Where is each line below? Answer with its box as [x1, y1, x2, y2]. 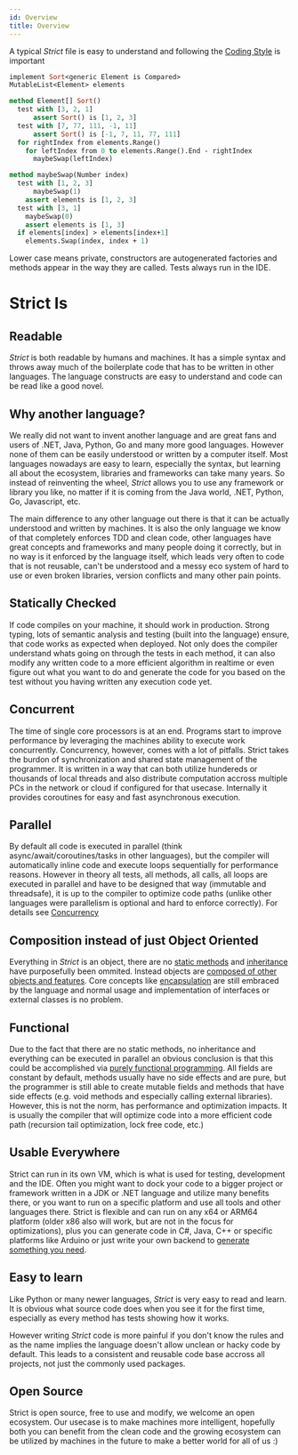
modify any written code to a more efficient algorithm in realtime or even [9, 657, 275, 668]
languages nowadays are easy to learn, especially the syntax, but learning [9, 458, 281, 469]
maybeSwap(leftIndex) [32, 155, 114, 164]
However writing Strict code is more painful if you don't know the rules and [9, 1330, 285, 1340]
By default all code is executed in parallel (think [9, 841, 182, 852]
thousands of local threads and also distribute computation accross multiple [9, 773, 288, 784]
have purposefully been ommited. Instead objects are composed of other [9, 966, 278, 977]
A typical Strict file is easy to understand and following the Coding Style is [9, 45, 281, 56]
